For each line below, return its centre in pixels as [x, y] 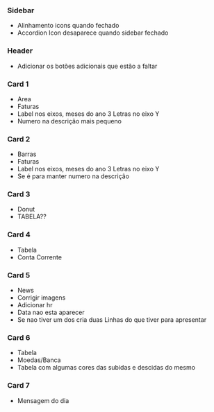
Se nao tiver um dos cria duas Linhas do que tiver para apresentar [112, 320]
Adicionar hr [35, 305]
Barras [27, 154]
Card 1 [18, 84]
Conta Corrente [40, 257]
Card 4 [19, 234]
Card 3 [19, 194]
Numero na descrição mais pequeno [69, 121]
